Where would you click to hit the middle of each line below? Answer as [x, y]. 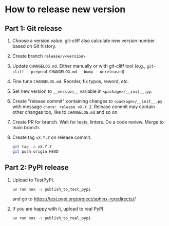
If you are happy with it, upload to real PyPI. [58, 209]
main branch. [26, 127]
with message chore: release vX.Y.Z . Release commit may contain [83, 107]
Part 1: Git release [33, 28]
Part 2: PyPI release [37, 168]
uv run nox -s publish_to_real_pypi [51, 218]
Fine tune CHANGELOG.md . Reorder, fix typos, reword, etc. [71, 81]
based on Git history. [34, 46]
